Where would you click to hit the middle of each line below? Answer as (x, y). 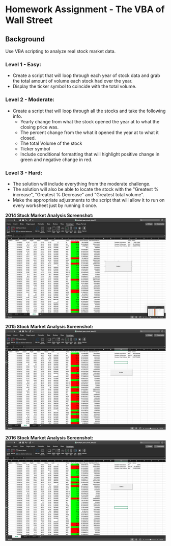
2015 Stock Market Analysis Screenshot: (49, 326)
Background (25, 39)
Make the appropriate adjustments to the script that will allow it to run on (89, 200)
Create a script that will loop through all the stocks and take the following (89, 111)
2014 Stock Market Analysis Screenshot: (49, 215)
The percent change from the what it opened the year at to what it (89, 132)
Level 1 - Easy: (23, 64)
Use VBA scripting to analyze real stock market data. (61, 51)
